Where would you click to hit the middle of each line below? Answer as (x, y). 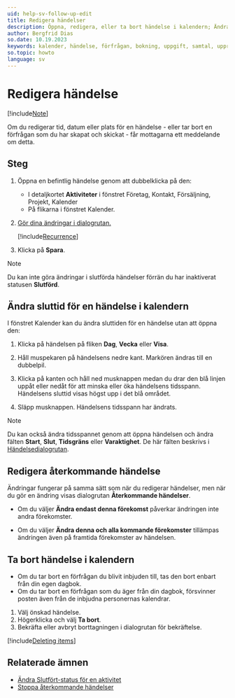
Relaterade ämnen (48, 663)
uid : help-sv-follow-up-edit (50, 14)
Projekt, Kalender (53, 202)
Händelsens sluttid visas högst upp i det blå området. (94, 393)
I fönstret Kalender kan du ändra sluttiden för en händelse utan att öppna (112, 323)
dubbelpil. (32, 365)
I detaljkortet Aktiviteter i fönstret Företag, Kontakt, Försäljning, (119, 194)
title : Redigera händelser (47, 20)
